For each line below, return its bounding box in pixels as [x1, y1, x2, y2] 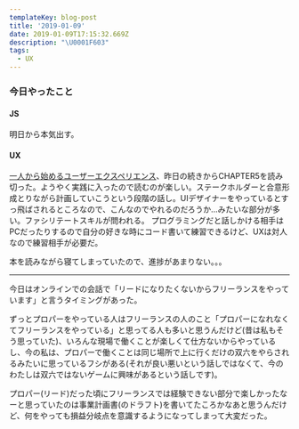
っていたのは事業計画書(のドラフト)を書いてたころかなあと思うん [32, 400, 272, 410]
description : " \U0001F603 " [9, 37, 109, 47]
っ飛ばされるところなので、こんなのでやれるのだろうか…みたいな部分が [9, 204, 273, 214]
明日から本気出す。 [9, 129, 79, 140]
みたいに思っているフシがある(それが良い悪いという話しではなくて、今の [16, 358, 284, 369]
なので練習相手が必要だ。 [9, 238, 103, 248]
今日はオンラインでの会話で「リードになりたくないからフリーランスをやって [9, 284, 290, 295]
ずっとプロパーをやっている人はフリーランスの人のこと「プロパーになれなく [9, 313, 290, 325]
